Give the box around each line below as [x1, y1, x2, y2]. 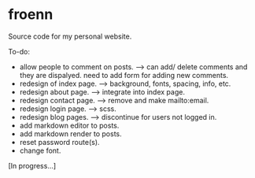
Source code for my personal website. [8, 32, 132, 41]
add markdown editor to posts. [19, 121, 120, 130]
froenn [8, 6, 54, 24]
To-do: [8, 46, 30, 56]
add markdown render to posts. [19, 128, 122, 139]
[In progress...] [8, 161, 57, 170]
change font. [19, 146, 61, 155]
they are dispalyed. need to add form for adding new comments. [19, 70, 229, 80]
